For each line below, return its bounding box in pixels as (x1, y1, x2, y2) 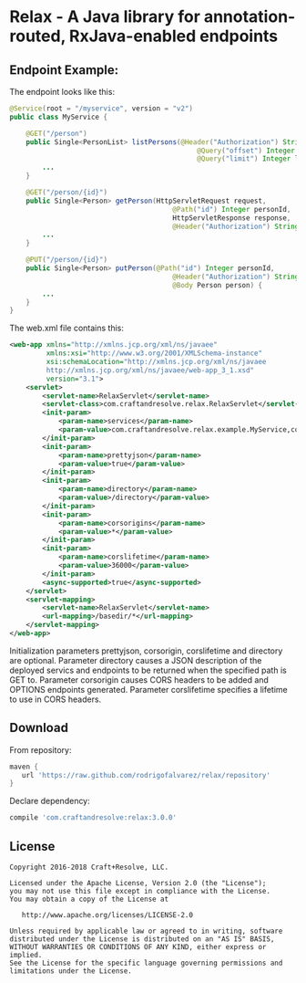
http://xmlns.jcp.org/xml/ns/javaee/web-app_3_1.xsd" (46, 365, 255, 375)
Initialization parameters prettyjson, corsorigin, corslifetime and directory (9, 645, 283, 656)
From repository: (9, 744, 72, 755)
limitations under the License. (9, 967, 132, 976)
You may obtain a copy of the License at (9, 894, 169, 904)
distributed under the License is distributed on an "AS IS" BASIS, (9, 935, 275, 944)
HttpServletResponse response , (172, 213, 291, 223)
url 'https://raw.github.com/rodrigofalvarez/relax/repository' (21, 770, 271, 779)
